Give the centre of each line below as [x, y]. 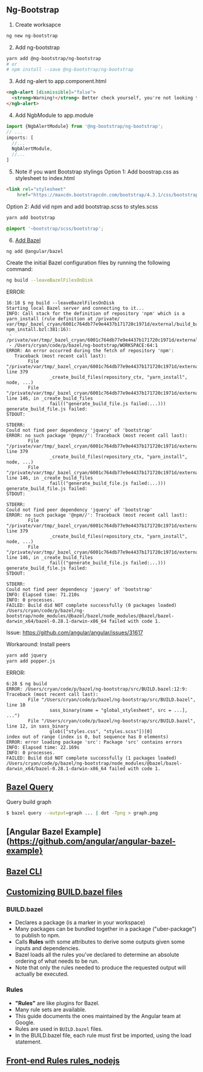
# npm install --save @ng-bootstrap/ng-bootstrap [70, 70]
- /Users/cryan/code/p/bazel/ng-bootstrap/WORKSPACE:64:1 [83, 346]
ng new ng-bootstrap [32, 36]
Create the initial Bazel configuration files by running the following [88, 263]
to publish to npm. [37, 936]
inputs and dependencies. [47, 948]
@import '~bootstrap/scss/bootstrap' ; [55, 229]
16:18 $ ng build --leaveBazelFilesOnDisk [60, 303]
